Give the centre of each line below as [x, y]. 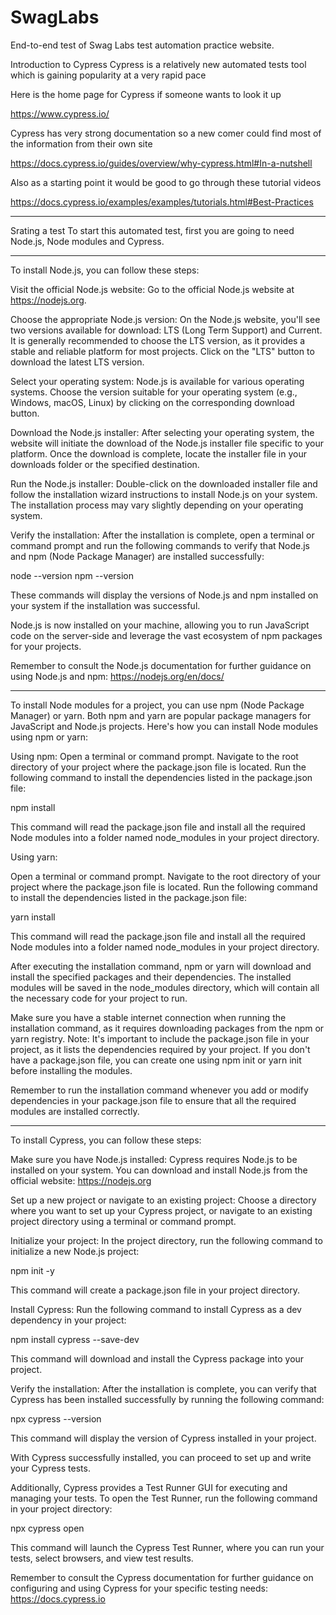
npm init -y [32, 1270]
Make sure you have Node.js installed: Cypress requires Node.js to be [154, 1159]
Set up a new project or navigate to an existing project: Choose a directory [163, 1200]
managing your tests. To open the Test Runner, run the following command [164, 1498]
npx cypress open [47, 1528]
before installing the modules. [71, 1070]
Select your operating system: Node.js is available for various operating [157, 381]
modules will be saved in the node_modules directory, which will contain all [165, 987]
